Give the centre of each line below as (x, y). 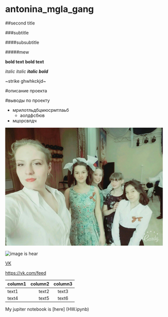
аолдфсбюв (32, 115)
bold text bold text (24, 61)
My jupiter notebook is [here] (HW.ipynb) (47, 309)
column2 (40, 284)
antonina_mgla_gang (49, 9)
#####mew (17, 52)
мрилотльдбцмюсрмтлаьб (40, 110)
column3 (63, 284)
